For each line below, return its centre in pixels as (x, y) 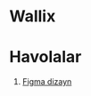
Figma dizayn (47, 82)
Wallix (33, 16)
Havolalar (45, 57)
